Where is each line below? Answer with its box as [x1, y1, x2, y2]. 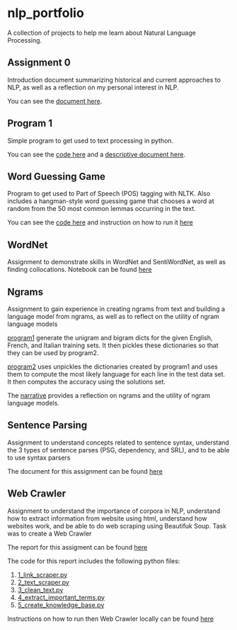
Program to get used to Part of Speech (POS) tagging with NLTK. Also [7, 190, 211, 198]
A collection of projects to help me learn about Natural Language [7, 28, 196, 37]
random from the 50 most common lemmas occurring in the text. [7, 205, 196, 213]
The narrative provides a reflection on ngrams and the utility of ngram [7, 391, 211, 399]
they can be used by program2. [7, 349, 99, 357]
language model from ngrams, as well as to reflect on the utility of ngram [7, 313, 219, 320]
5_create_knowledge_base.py [17, 600, 105, 609]
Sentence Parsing [7, 419, 88, 431]
